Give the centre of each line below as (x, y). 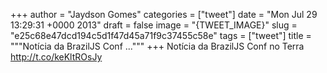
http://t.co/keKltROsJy (56, 57)
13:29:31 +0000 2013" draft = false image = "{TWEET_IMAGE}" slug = (154, 25)
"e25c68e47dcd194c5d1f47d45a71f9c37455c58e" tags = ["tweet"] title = (161, 35)
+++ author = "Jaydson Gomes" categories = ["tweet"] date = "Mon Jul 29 (164, 14)
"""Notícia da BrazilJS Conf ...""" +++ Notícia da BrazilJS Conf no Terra (157, 46)
